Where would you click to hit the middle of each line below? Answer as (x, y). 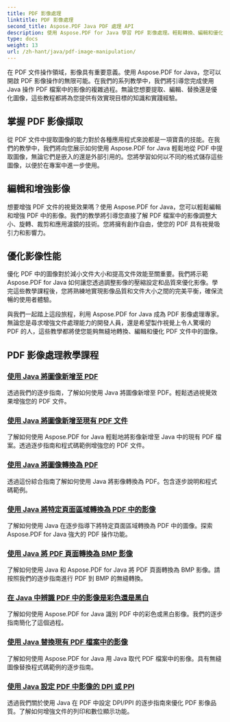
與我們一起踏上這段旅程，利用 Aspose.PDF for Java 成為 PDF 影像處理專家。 (115, 314)
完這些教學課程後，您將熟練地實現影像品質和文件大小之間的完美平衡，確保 (112, 291)
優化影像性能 (34, 256)
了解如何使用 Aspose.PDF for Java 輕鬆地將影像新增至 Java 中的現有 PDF (111, 437)
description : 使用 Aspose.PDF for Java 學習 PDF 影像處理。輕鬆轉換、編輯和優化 (115, 33)
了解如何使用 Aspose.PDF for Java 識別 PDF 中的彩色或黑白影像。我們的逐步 (115, 614)
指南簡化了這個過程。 (37, 622)
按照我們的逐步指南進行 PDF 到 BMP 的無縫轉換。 (77, 579)
